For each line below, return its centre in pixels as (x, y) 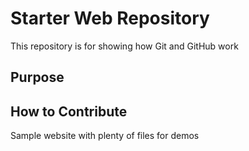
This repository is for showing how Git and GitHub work (124, 46)
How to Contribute (69, 111)
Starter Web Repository (110, 18)
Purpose (37, 77)
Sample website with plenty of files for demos (105, 136)
